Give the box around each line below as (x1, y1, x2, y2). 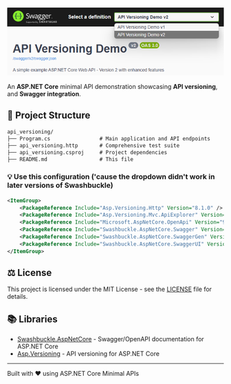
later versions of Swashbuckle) (7, 180, 113, 190)
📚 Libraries (7, 313, 58, 325)
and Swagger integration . (7, 89, 81, 98)
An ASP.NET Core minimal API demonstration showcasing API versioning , (7, 82, 218, 90)
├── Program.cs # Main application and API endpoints (7, 136, 211, 142)
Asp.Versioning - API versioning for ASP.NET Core (16, 350, 160, 358)
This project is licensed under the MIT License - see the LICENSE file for (7, 285, 212, 293)
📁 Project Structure (7, 109, 91, 121)
